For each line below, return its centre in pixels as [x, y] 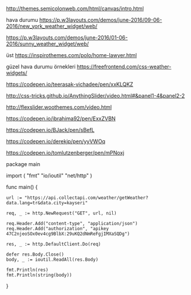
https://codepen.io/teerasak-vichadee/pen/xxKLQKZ [70, 84]
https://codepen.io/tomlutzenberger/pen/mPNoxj [65, 153]
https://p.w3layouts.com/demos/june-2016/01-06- [67, 37]
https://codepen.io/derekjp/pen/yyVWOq [56, 141]
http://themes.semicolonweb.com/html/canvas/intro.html [75, 9]
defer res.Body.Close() [35, 254]
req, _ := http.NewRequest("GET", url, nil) [61, 213]
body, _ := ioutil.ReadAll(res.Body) [52, 260]
